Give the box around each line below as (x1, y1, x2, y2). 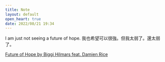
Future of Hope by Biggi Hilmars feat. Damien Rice (5, 52, 108, 58)
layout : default (5, 12, 39, 17)
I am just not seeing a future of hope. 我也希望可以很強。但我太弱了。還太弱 (5, 35, 161, 41)
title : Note (5, 7, 30, 12)
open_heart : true (5, 16, 41, 21)
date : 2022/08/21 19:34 (5, 21, 55, 26)
